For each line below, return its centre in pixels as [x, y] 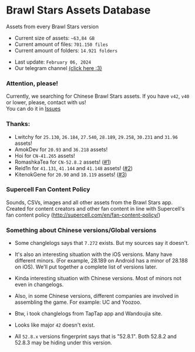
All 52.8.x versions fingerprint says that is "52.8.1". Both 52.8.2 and [96, 337]
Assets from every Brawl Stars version [52, 26]
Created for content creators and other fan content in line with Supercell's [95, 208]
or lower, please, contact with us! [46, 102]
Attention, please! [32, 83]
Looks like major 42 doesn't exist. [55, 325]
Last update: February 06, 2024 [53, 62]
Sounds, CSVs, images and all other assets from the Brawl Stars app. [90, 202]
